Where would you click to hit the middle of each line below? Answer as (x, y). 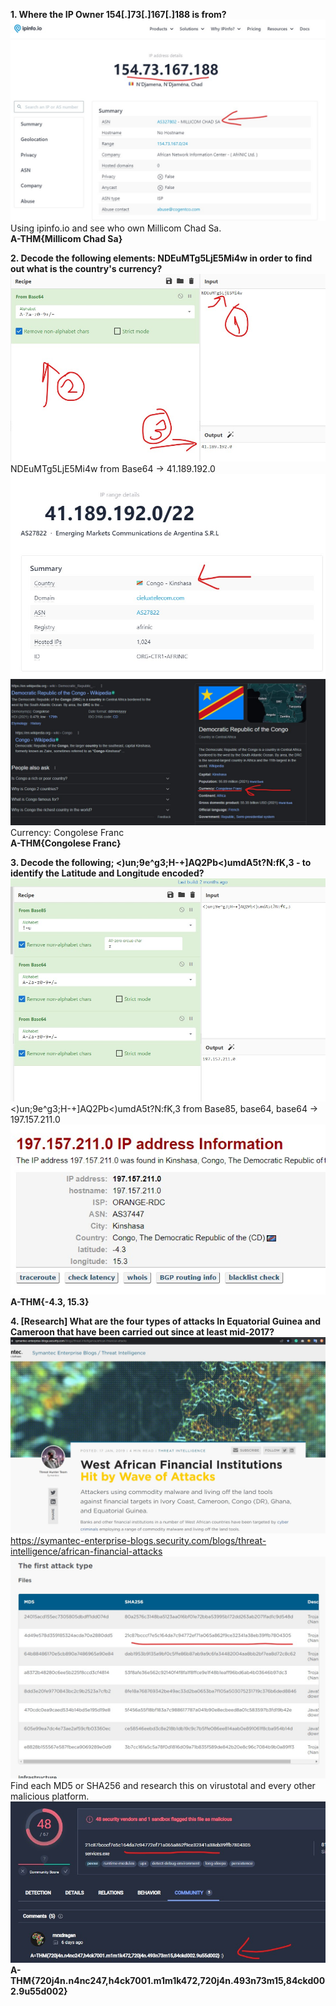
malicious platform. (50, 1796)
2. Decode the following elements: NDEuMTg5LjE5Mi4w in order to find (161, 258)
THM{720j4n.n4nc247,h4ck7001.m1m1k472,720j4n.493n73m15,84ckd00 (168, 1980)
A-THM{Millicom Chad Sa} (66, 238)
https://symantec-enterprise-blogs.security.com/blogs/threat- (138, 1540)
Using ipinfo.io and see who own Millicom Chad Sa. (116, 228)
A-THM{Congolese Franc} (66, 843)
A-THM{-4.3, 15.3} (50, 1301)
